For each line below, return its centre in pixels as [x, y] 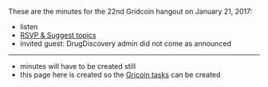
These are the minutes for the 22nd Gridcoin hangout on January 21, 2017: [130, 11]
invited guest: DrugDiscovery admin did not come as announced [125, 43]
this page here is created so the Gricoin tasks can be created [120, 75]
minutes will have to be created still [78, 66]
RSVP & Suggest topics [58, 35]
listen [29, 26]
